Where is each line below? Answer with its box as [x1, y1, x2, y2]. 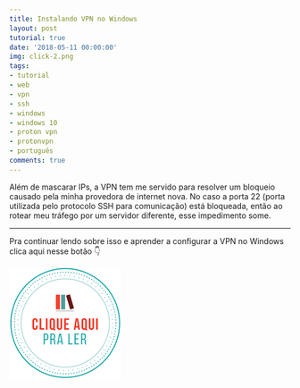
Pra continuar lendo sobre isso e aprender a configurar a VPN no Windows [9, 235, 284, 246]
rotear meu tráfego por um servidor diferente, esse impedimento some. [9, 210, 271, 221]
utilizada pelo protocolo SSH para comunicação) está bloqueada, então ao [9, 200, 283, 211]
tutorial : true [9, 33, 66, 42]
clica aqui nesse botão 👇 [9, 246, 101, 257]
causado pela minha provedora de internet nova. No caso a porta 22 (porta [9, 190, 286, 201]
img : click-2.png [9, 52, 74, 62]
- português [9, 147, 54, 156]
